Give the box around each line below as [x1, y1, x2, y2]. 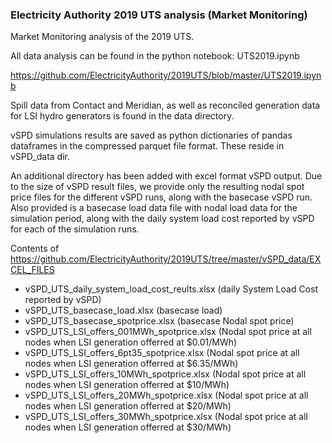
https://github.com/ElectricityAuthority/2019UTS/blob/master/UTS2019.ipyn [10, 69, 322, 82]
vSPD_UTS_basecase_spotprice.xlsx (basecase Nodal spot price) [24, 315, 295, 327]
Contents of [10, 243, 60, 255]
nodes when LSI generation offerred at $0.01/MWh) [24, 336, 238, 348]
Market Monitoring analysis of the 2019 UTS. [10, 31, 195, 43]
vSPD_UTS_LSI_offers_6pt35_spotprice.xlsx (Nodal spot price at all [24, 347, 300, 359]
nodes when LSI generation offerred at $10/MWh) [24, 379, 230, 391]
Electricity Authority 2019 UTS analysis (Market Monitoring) [10, 8, 308, 22]
